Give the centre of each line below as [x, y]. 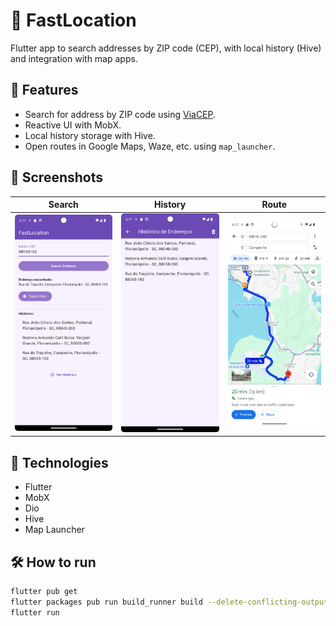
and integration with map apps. [74, 58]
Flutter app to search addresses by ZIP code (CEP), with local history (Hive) [166, 48]
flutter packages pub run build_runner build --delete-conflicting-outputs [171, 602]
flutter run [35, 612]
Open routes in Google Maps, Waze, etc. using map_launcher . [150, 146]
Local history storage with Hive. [90, 135]
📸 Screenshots [57, 177]
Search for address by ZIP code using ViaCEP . [120, 114]
